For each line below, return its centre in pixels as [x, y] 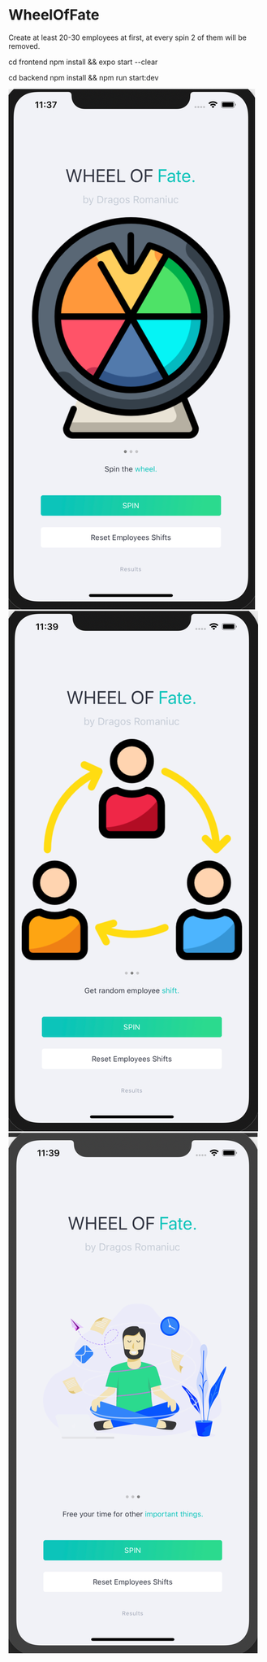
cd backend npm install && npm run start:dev [84, 77]
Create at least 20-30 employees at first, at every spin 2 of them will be [128, 37]
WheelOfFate [54, 15]
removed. [24, 46]
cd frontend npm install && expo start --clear [83, 62]
